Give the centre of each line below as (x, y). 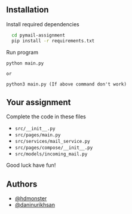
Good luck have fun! (31, 165)
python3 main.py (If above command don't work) (67, 84)
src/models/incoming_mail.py (51, 154)
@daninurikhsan (35, 205)
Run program (22, 52)
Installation (27, 10)
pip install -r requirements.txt (53, 41)
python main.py (25, 63)
